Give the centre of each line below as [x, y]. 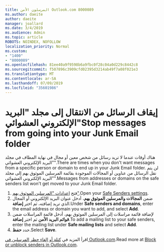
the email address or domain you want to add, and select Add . [76, 209]
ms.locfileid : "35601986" [32, 88]
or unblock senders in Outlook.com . [41, 245]
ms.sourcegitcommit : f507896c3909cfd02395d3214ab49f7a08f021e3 [72, 70]
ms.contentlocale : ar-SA [31, 79]
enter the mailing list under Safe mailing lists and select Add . [75, 225]
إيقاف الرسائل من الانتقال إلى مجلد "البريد [82, 112]
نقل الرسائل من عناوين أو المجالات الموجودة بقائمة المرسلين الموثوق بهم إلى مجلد [81, 173]
